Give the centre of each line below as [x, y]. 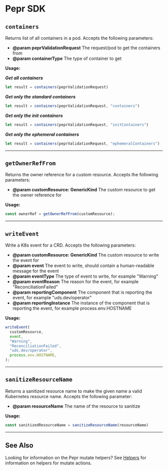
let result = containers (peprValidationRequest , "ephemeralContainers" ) [82, 144]
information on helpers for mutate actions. [48, 463]
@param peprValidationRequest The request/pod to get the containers [86, 48]
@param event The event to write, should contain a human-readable [83, 266]
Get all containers [24, 78]
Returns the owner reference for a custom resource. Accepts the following [82, 175]
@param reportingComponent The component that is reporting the [82, 292]
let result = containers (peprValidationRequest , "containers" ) [72, 106]
